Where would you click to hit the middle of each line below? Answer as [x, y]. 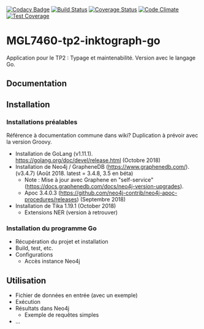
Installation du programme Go [51, 228]
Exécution [28, 302]
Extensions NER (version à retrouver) [71, 212]
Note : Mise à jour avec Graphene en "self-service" [89, 180]
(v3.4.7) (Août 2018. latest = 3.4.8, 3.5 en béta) [74, 173]
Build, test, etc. [34, 248]
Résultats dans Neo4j [42, 308]
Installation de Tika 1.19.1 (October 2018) [66, 206]
